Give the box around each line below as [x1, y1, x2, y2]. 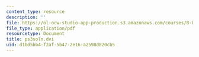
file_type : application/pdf [6, 25, 76, 31]
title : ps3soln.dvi [6, 36, 54, 42]
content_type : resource [6, 8, 65, 15]
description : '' [6, 14, 46, 20]
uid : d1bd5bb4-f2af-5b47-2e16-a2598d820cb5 [6, 42, 115, 48]
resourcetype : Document [6, 31, 65, 37]
